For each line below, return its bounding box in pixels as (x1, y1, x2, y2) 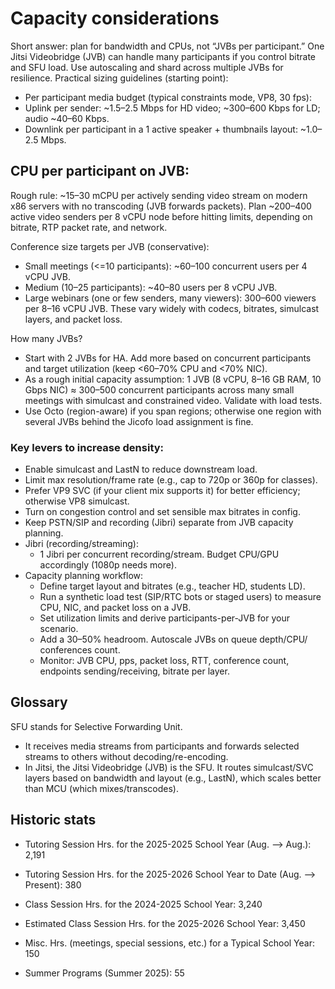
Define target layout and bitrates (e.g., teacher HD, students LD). (39, 580, 306, 592)
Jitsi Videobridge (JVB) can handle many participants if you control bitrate (10, 50, 317, 62)
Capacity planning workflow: (24, 570, 144, 582)
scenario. (39, 623, 79, 635)
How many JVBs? (10, 332, 83, 344)
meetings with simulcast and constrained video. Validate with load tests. (24, 394, 323, 406)
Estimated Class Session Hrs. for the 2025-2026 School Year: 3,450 (24, 917, 306, 929)
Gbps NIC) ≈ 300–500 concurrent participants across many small (24, 383, 295, 396)
